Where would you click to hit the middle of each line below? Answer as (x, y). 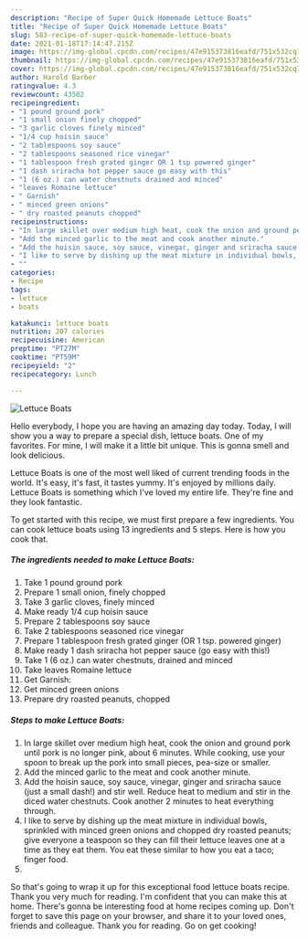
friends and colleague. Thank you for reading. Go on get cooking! (133, 926)
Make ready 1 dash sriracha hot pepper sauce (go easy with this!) (147, 650)
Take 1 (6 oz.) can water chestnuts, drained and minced (128, 660)
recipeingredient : (45, 103)
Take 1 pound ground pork (73, 583)
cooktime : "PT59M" (45, 357)
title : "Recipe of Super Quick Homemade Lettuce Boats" (119, 26)
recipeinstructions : (50, 222)
